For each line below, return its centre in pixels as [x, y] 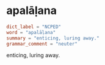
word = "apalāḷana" [31, 32]
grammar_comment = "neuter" [42, 44]
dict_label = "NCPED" [34, 27]
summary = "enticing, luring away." [53, 38]
